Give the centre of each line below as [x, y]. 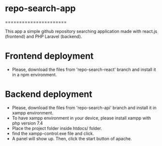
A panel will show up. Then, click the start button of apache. [72, 138]
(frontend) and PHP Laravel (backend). [44, 36]
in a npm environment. [34, 74]
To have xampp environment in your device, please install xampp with [81, 118]
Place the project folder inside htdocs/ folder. [57, 128]
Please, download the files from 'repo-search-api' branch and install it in [84, 108]
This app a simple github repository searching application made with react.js [81, 31]
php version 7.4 [27, 123]
